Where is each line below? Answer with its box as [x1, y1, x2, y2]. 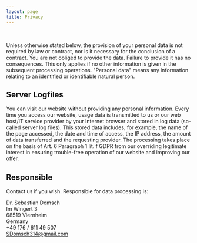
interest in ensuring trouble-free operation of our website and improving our [6, 149, 190, 156]
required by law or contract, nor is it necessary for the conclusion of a [6, 48, 175, 55]
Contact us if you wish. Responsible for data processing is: [6, 188, 149, 195]
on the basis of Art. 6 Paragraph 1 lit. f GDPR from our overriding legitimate [6, 143, 187, 150]
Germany [6, 218, 29, 225]
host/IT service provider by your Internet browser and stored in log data [6, 118, 180, 125]
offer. [6, 155, 19, 162]
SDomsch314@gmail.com [6, 230, 69, 238]
